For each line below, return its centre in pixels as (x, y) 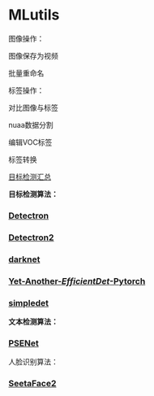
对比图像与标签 (33, 107)
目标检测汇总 (30, 176)
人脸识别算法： (33, 362)
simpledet (29, 302)
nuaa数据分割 (31, 124)
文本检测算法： (33, 321)
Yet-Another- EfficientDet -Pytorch (77, 281)
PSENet (24, 343)
